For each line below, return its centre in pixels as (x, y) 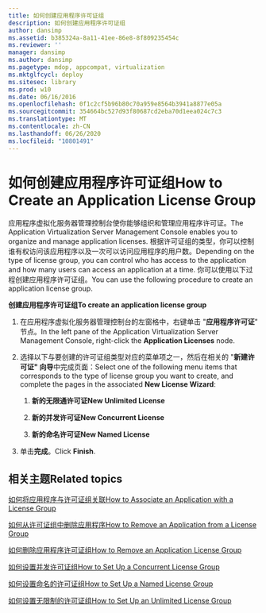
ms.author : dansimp (40, 60)
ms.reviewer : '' (35, 45)
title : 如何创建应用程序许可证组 (56, 15)
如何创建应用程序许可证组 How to (116, 183)
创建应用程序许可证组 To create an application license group (108, 305)
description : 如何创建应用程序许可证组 (67, 23)
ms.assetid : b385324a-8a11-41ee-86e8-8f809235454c (94, 38)
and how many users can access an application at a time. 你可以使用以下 (127, 270)
